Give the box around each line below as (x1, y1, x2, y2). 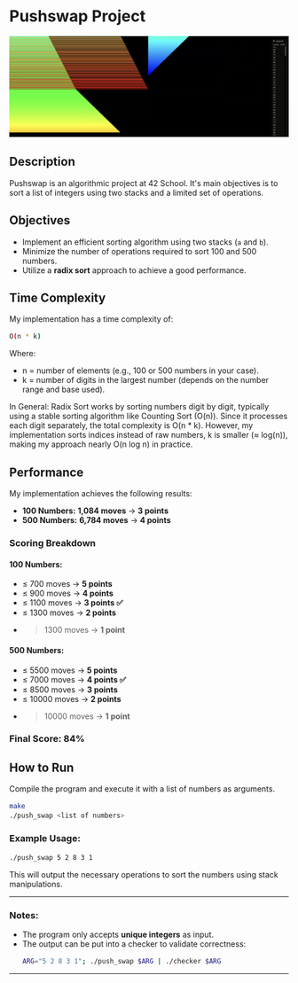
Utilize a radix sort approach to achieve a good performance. (21, 264, 247, 276)
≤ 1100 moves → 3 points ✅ (21, 597, 124, 608)
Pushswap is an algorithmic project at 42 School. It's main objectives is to (9, 177, 278, 188)
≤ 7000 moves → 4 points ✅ (21, 674, 127, 684)
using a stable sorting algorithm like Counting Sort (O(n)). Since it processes (9, 410, 288, 422)
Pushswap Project (9, 6, 146, 27)
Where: (9, 348, 36, 359)
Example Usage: (9, 831, 82, 844)
